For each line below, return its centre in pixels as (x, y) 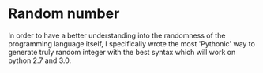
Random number (64, 14)
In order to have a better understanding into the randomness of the (117, 35)
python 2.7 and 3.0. (40, 60)
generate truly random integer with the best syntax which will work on (122, 52)
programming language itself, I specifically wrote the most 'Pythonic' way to (131, 43)
